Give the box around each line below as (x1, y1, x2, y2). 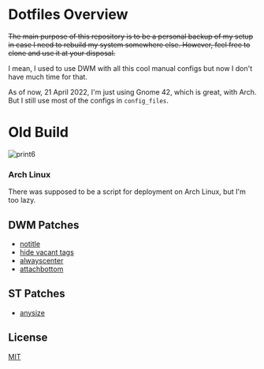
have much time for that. (8, 72, 88, 81)
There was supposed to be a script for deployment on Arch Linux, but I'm (8, 187, 246, 196)
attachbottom (19, 264, 64, 274)
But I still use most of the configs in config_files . (8, 95, 169, 105)
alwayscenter (19, 255, 64, 265)
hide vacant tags (19, 247, 75, 257)
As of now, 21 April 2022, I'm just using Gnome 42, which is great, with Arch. (8, 87, 257, 96)
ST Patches (8, 287, 65, 300)
